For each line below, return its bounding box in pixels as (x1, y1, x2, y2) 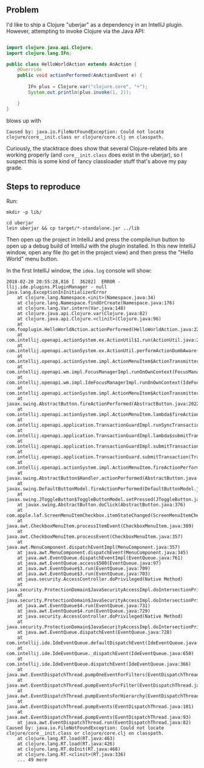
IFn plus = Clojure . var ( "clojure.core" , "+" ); (28, 84, 148, 90)
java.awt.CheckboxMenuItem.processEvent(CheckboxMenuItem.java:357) (6, 534, 183, 540)
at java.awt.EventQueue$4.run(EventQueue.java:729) (17, 608, 151, 614)
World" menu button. (6, 255, 59, 263)
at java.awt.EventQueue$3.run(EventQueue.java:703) (17, 571, 151, 577)
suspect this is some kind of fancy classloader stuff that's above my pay (6, 157, 187, 165)
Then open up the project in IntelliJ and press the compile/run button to (6, 236, 185, 243)
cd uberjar (6, 220, 34, 226)
